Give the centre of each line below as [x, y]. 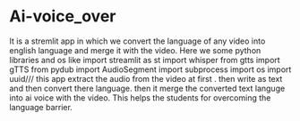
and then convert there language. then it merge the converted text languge [147, 88]
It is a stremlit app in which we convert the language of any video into [137, 41]
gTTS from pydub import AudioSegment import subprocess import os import [150, 69]
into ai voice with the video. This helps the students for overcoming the [140, 97]
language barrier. [41, 107]
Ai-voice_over [63, 16]
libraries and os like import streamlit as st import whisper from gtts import [145, 60]
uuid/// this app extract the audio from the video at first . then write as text [146, 78]
